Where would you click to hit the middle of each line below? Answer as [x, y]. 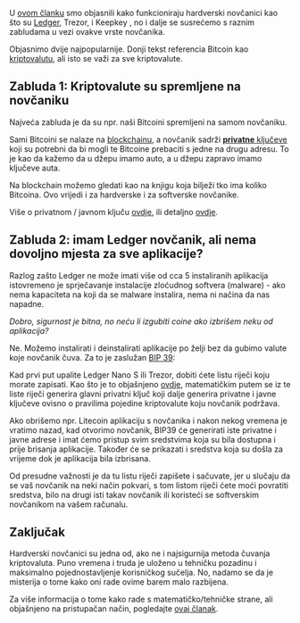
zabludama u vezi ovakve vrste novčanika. [87, 32]
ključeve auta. [35, 168]
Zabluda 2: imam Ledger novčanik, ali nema [133, 240]
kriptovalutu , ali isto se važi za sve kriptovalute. [96, 58]
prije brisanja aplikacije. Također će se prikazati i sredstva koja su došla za [146, 449]
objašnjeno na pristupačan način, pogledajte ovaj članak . [114, 609]
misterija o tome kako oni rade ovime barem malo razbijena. [119, 582]
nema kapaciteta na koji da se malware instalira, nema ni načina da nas [140, 295]
